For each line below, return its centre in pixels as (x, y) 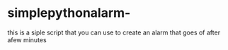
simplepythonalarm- (69, 13)
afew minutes (27, 39)
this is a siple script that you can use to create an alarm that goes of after (114, 32)
